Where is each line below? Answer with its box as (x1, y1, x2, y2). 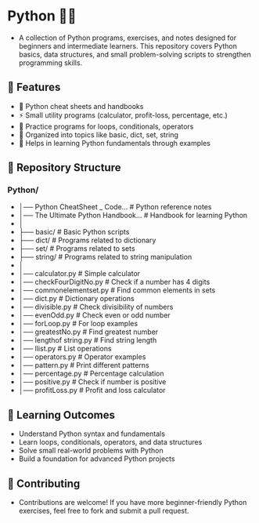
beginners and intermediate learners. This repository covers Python (18, 41, 238, 50)
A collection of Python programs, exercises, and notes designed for (18, 33, 237, 42)
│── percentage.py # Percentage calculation (18, 369, 164, 379)
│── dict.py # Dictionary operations (18, 294, 135, 303)
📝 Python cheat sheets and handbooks (18, 101, 144, 111)
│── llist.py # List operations (18, 344, 112, 354)
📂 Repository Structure (7, 161, 121, 175)
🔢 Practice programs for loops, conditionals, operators (18, 122, 194, 131)
